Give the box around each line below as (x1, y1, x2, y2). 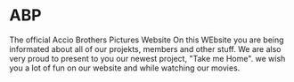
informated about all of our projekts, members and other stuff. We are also (9, 43, 282, 54)
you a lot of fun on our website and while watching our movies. (9, 63, 241, 73)
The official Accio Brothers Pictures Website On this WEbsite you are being (9, 34, 284, 45)
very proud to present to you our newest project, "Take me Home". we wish (9, 53, 286, 63)
